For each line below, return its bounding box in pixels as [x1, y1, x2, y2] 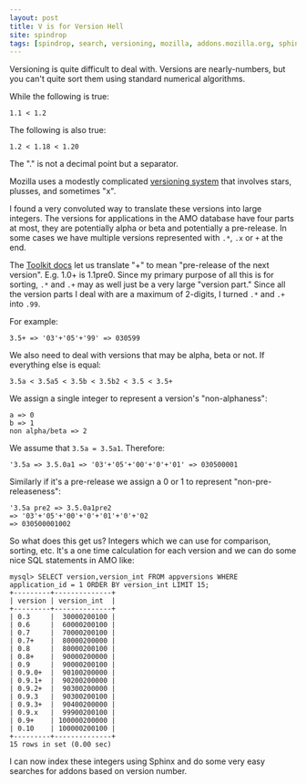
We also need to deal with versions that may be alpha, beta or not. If [9, 350, 266, 361]
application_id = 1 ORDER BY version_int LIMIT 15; [9, 581, 209, 590]
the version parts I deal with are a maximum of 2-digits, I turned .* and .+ [9, 289, 285, 300]
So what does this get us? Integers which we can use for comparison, [9, 535, 271, 547]
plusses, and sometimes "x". [9, 186, 117, 197]
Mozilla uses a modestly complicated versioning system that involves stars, [9, 176, 292, 187]
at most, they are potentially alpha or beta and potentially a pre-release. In [9, 222, 287, 233]
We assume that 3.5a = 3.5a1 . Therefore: [9, 443, 166, 454]
